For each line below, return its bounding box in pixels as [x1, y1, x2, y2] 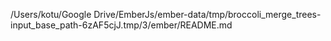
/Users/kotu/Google [10, 9, 92, 20]
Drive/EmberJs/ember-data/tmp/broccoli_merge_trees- [93, 9, 322, 20]
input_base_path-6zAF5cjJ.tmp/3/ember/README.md [10, 19, 233, 31]
